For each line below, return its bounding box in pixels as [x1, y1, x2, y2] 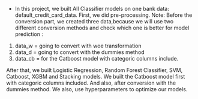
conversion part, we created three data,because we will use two [14, 18, 174, 25]
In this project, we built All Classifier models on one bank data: [14, 5, 169, 12]
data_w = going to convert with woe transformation [14, 42, 142, 49]
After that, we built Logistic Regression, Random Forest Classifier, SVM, [6, 67, 183, 74]
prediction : [14, 31, 44, 38]
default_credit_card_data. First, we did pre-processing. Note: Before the [14, 11, 193, 19]
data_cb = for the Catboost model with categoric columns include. [14, 55, 179, 62]
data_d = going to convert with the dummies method [14, 49, 145, 56]
